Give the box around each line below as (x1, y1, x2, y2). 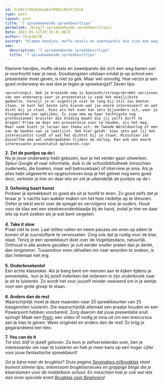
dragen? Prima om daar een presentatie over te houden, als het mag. (5, 120, 149, 125)
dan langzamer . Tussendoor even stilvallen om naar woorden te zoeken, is (5, 247, 154, 253)
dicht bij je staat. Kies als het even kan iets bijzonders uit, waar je (5, 107, 158, 112)
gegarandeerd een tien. (5, 325, 53, 331)
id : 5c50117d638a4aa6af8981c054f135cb (5, 7, 84, 12)
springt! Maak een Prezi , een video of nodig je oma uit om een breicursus (5, 315, 152, 320)
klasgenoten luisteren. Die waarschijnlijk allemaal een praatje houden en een (5, 304, 158, 310)
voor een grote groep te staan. (5, 283, 66, 289)
